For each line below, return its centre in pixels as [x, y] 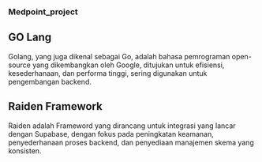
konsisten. [25, 151]
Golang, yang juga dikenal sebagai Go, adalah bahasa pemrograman [119, 56]
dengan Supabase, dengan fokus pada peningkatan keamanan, [111, 134]
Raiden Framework [55, 106]
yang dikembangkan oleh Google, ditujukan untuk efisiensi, [129, 65]
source [20, 65]
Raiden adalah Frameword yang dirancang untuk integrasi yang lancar [122, 126]
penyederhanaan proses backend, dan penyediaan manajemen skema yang [131, 142]
